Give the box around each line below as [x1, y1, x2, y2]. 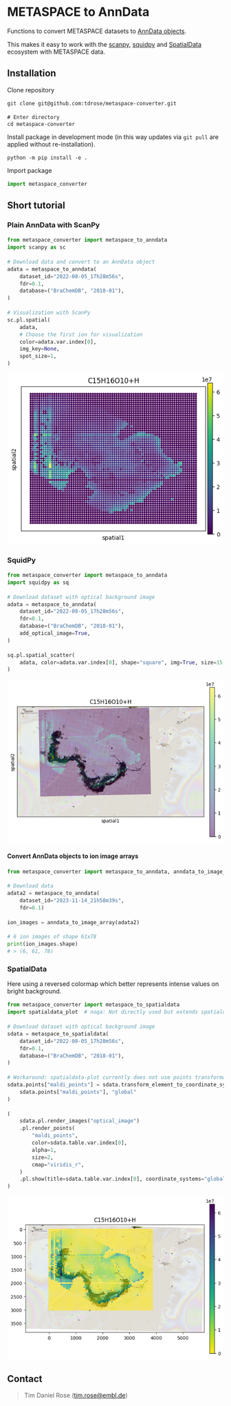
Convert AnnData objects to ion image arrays [7, 852, 139, 860]
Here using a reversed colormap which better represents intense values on [7, 980, 219, 988]
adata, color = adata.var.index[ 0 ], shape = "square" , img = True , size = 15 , [19, 659, 226, 666]
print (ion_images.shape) [7, 941, 78, 947]
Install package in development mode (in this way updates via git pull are [7, 132, 219, 141]
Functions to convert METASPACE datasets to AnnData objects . [7, 27, 187, 35]
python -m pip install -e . [7, 154, 88, 161]
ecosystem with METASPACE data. [7, 48, 105, 56]
